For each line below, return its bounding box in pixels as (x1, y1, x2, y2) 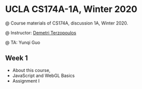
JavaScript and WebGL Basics (12, 72, 75, 78)
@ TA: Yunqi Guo (5, 39, 40, 45)
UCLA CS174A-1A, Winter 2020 (5, 3, 137, 15)
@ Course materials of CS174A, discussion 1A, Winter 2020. (5, 20, 128, 26)
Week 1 (5, 54, 28, 62)
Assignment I (12, 77, 40, 83)
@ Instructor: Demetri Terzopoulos (5, 29, 76, 35)
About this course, (12, 67, 51, 73)
